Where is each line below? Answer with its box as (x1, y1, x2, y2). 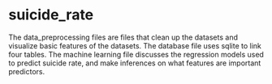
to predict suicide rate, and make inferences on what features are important (8, 58, 261, 68)
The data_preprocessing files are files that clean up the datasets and (8, 32, 238, 42)
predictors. (8, 66, 45, 76)
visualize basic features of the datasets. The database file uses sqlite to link (8, 40, 262, 50)
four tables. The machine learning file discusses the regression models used (8, 49, 264, 59)
